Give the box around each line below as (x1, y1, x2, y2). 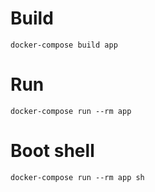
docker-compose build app (10, 40, 118, 50)
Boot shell (10, 140, 95, 162)
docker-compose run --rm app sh (10, 172, 145, 182)
